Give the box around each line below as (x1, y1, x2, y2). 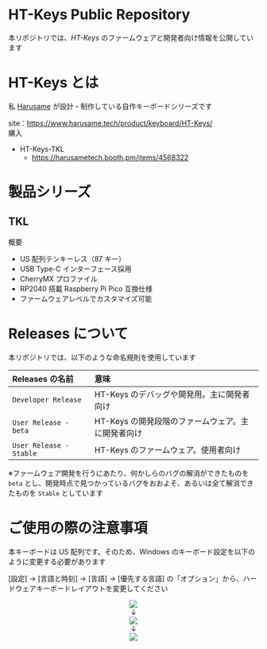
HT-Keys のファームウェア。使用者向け (94, 444, 241, 455)
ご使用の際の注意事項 (8, 519, 149, 537)
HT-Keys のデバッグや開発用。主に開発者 (94, 388, 250, 399)
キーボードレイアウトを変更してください (35, 583, 168, 593)
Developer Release (12, 395, 82, 404)
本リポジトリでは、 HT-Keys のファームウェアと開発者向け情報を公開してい (8, 33, 254, 42)
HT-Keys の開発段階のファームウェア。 (94, 415, 241, 426)
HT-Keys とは (8, 74, 99, 92)
